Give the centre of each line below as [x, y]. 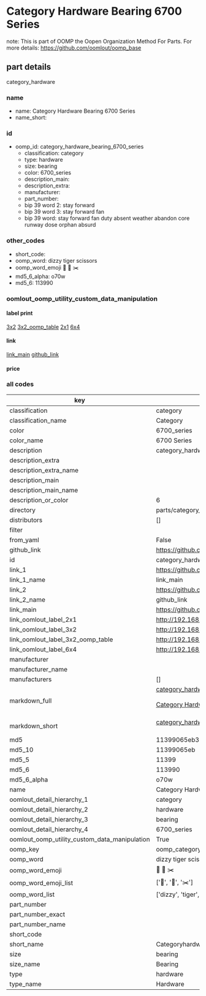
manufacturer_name [39, 669]
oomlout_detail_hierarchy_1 [49, 799]
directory [22, 510]
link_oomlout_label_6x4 [43, 649]
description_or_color [39, 500]
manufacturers [31, 679]
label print [20, 313]
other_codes [25, 241]
